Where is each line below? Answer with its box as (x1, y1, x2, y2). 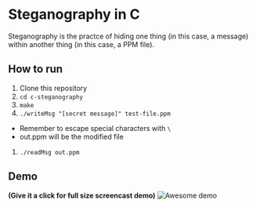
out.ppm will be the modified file (19, 132, 124, 141)
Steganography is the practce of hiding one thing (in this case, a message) (8, 31, 249, 41)
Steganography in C (8, 5, 140, 24)
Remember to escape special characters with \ (19, 123, 171, 133)
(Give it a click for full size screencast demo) (8, 191, 156, 200)
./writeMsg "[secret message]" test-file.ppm (19, 110, 171, 118)
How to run (8, 63, 63, 76)
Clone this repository (19, 83, 88, 93)
